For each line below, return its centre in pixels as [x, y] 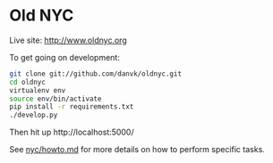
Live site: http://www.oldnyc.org [68, 40]
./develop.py [34, 115]
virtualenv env [38, 90]
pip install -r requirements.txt [72, 107]
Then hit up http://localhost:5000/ [72, 132]
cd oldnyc [28, 82]
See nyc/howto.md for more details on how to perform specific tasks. [137, 150]
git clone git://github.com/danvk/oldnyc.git [95, 73]
